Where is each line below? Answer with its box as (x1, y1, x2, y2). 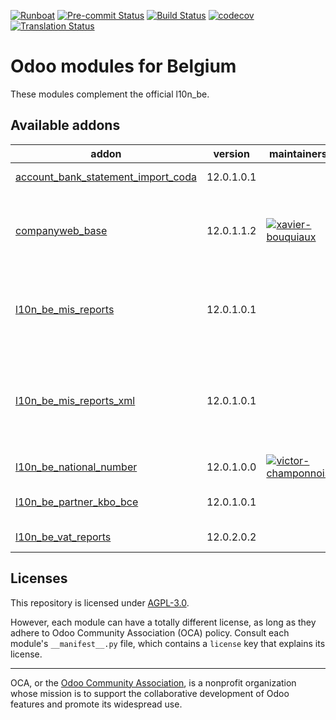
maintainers (268, 146, 328, 160)
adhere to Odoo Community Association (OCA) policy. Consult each (10, 626, 290, 639)
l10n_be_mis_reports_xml (15, 393, 136, 407)
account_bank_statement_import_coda (15, 170, 197, 184)
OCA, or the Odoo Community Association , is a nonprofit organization (10, 676, 297, 689)
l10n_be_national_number (15, 460, 138, 474)
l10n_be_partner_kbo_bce (15, 495, 139, 509)
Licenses (10, 570, 68, 587)
